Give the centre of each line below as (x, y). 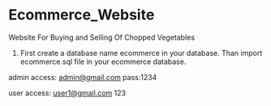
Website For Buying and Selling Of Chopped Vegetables (102, 37)
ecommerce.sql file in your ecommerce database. (103, 61)
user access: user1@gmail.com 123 (67, 93)
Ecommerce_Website (82, 15)
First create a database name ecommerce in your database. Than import (141, 53)
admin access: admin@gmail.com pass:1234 (83, 77)
